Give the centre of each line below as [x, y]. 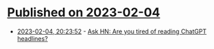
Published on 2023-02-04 [84, 13]
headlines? [32, 38]
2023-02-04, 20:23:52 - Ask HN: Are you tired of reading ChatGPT [112, 31]
